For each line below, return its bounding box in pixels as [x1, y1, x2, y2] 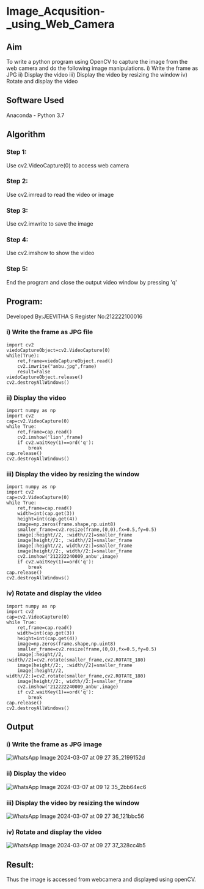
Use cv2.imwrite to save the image [6, 220, 93, 227]
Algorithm [6, 129, 46, 140]
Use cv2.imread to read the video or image [6, 191, 114, 198]
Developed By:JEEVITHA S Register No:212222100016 [6, 313, 143, 320]
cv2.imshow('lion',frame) [17, 434, 84, 441]
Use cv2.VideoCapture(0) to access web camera [6, 161, 129, 169]
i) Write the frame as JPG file [6, 328, 93, 337]
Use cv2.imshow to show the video [6, 250, 95, 257]
